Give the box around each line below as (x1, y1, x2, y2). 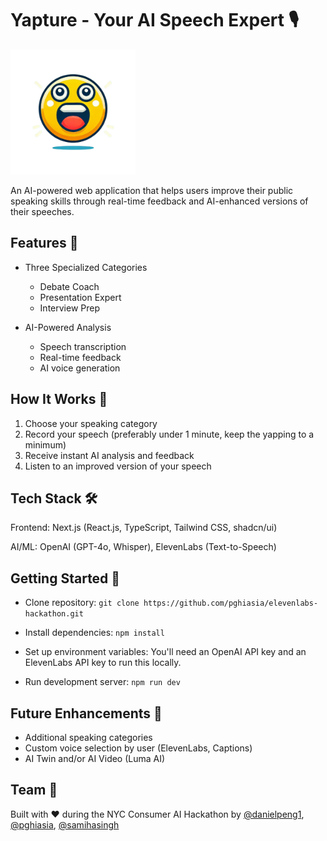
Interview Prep (39, 302, 100, 314)
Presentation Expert (39, 291, 122, 303)
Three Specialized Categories (24, 261, 148, 273)
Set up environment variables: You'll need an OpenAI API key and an (24, 646, 307, 658)
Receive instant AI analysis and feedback (24, 449, 195, 461)
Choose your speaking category (24, 417, 158, 429)
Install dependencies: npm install (24, 627, 165, 639)
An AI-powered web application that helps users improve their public (10, 184, 294, 196)
